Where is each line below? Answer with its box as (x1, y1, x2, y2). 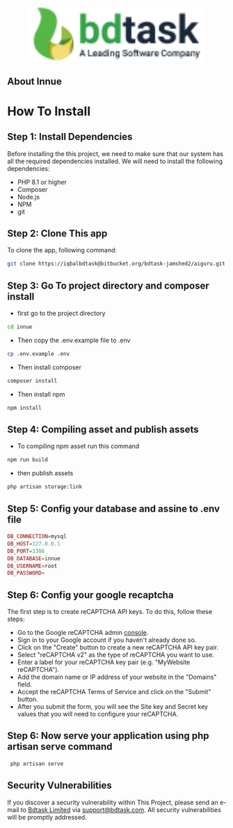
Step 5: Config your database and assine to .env (7, 503, 220, 514)
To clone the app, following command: (7, 246, 117, 254)
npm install (7, 404, 42, 411)
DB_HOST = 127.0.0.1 (7, 540, 61, 547)
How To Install (7, 103, 91, 119)
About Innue (7, 75, 63, 87)
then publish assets (17, 469, 74, 477)
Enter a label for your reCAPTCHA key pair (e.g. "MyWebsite (17, 658, 191, 666)
